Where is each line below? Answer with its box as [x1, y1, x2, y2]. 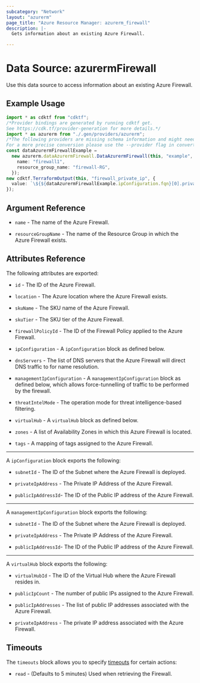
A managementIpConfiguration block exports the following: [6, 509, 148, 516]
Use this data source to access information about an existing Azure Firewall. [6, 82, 193, 89]
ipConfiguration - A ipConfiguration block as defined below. [14, 345, 165, 352]
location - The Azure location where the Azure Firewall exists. [14, 292, 168, 300]
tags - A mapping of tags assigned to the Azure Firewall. [14, 439, 154, 447]
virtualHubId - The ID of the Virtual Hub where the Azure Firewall [14, 572, 176, 579]
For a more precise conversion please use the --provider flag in [6, 142, 174, 148]
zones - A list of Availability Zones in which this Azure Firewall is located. [14, 428, 192, 435]
